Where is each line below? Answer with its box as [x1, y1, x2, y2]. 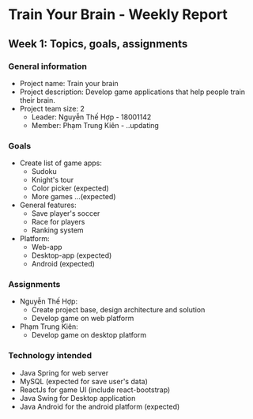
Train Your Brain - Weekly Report [8, 6, 228, 24]
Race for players [31, 217, 85, 227]
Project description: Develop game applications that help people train [19, 87, 246, 96]
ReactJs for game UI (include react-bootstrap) [19, 385, 171, 394]
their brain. [19, 95, 55, 104]
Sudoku [31, 167, 57, 176]
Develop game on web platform [31, 314, 134, 323]
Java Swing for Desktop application [19, 393, 136, 402]
